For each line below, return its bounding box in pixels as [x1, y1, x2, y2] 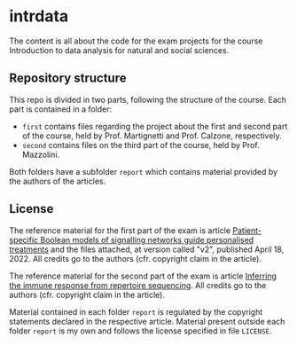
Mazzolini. [21, 149, 60, 160]
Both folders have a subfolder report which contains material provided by [9, 166, 277, 176]
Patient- [232, 224, 262, 236]
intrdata [9, 6, 69, 27]
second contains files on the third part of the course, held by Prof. [21, 139, 260, 150]
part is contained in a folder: [9, 104, 113, 114]
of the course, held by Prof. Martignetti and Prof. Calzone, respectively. [21, 130, 282, 141]
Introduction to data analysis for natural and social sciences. [9, 44, 230, 55]
